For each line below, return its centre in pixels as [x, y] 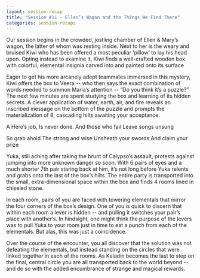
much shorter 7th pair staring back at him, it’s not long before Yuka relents [98, 169]
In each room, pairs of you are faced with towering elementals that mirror [96, 200]
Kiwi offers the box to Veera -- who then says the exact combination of [93, 83]
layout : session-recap [34, 12]
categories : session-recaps [41, 23]
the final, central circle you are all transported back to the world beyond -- [98, 262]
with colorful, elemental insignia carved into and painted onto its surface [95, 65]
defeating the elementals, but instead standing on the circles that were [93, 250]
